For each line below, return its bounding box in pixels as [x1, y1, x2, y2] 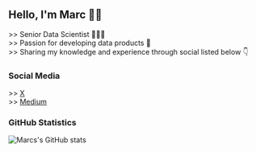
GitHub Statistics [8, 117, 77, 129]
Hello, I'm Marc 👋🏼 [8, 8, 103, 22]
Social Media [8, 70, 61, 81]
